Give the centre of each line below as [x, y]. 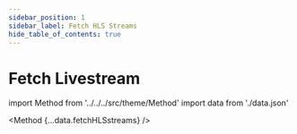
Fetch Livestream [74, 78]
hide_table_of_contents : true [65, 34]
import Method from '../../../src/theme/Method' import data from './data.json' [148, 103]
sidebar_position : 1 [47, 17]
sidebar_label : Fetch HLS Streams [73, 26]
